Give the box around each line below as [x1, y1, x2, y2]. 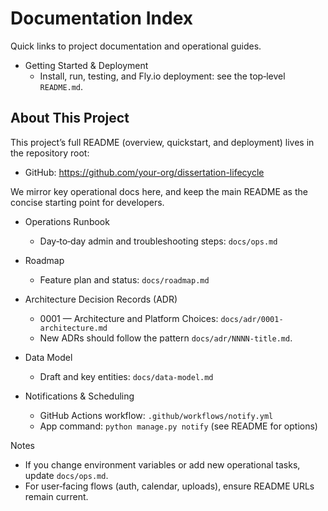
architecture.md [39, 323, 108, 333]
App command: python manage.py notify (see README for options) [39, 420, 318, 432]
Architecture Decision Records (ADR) [24, 293, 178, 305]
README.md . [39, 80, 84, 92]
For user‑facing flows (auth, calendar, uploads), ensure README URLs [24, 480, 315, 492]
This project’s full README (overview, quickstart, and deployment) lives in [10, 136, 315, 148]
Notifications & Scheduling [24, 390, 135, 402]
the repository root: [10, 147, 90, 159]
